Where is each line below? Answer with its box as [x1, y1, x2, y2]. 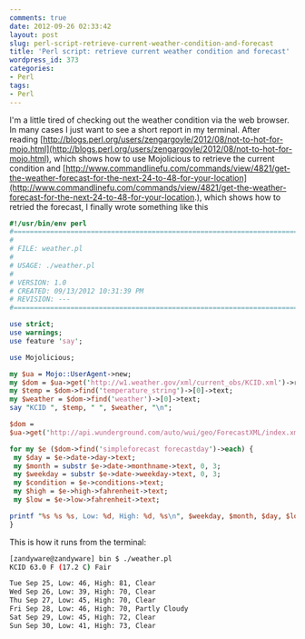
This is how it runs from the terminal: [9, 536, 147, 547]
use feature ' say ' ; [9, 336, 84, 345]
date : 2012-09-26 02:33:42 [9, 22, 112, 31]
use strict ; [9, 320, 54, 329]
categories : [9, 65, 54, 74]
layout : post [9, 30, 59, 39]
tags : [9, 81, 30, 90]
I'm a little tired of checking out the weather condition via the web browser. [9, 115, 290, 125]
